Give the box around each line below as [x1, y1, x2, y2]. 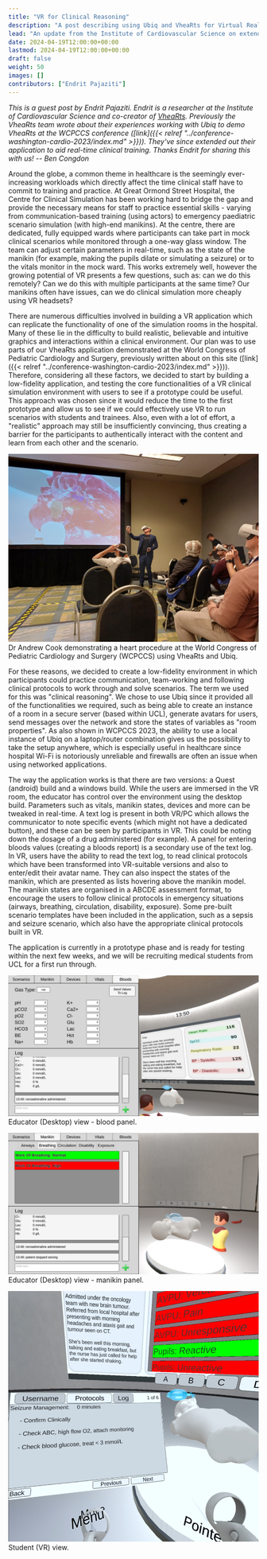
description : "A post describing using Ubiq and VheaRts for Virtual [8, 21, 244, 29]
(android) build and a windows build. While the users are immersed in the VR [8, 783, 259, 793]
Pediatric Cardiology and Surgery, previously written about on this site [8, 353, 238, 363]
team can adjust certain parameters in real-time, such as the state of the [8, 245, 246, 255]
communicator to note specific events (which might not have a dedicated [8, 817, 248, 826]
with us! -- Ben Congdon [8, 154, 90, 163]
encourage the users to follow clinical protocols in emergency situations [8, 893, 244, 903]
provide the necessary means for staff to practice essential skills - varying [8, 203, 252, 212]
